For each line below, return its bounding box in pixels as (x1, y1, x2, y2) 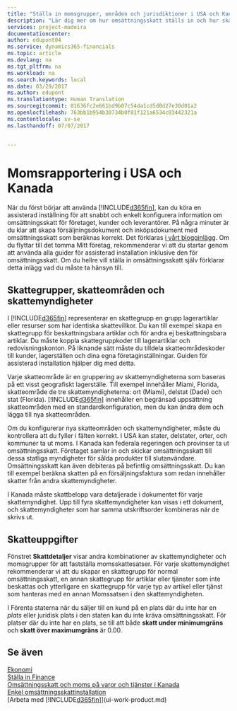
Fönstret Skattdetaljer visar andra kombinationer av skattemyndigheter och (7, 553, 227, 561)
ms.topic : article (7, 50, 61, 57)
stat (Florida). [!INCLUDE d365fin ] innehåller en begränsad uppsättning (7, 395, 213, 404)
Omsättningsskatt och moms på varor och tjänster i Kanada (7, 680, 180, 688)
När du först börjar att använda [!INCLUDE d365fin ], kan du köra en (7, 203, 202, 212)
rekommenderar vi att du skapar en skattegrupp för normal (7, 567, 178, 576)
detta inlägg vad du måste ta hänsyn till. (7, 263, 123, 272)
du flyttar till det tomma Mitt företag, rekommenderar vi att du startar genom (7, 241, 229, 250)
